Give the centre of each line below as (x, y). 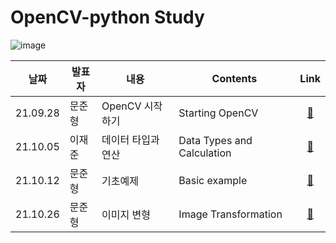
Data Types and (215, 140)
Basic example (213, 180)
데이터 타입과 (130, 139)
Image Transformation (230, 214)
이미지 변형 (126, 214)
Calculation (205, 153)
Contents (234, 78)
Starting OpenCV (218, 113)
